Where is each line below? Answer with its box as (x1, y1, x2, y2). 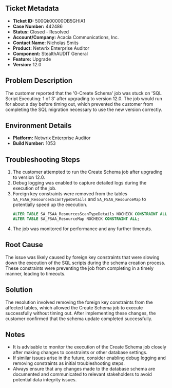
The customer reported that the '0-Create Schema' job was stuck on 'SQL (5, 90, 162, 96)
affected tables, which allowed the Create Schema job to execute (5, 304, 143, 310)
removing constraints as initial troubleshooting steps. (12, 360, 125, 366)
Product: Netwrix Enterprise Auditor (12, 45, 90, 51)
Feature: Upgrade (12, 56, 51, 62)
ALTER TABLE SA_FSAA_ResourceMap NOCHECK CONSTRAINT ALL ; (12, 216, 140, 221)
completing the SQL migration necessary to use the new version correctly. (5, 106, 163, 113)
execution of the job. (12, 185, 56, 192)
